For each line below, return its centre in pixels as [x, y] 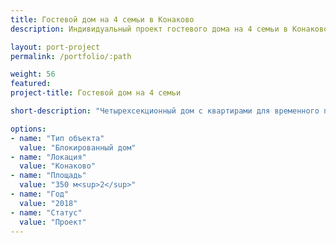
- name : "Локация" [48, 157]
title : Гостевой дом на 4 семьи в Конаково [102, 19]
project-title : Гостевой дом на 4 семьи [96, 93]
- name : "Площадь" [48, 176]
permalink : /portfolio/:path [71, 56]
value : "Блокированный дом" [78, 147]
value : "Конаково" [58, 166]
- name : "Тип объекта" [57, 138]
